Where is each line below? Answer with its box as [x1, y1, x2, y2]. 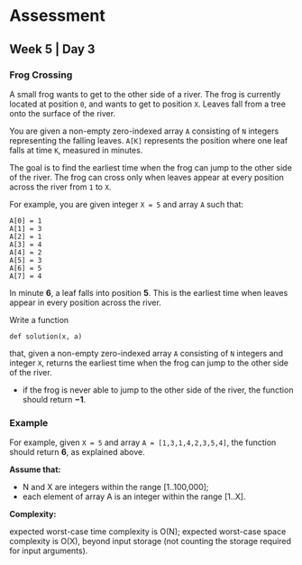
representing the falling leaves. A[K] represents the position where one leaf [9, 134, 288, 145]
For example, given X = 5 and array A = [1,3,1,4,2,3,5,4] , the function [9, 437, 277, 448]
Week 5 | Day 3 [9, 42, 96, 57]
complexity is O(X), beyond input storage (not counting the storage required [9, 536, 291, 547]
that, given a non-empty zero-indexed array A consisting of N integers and [9, 347, 284, 358]
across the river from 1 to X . [9, 181, 112, 192]
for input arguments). [9, 545, 88, 556]
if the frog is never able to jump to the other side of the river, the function [22, 384, 294, 395]
